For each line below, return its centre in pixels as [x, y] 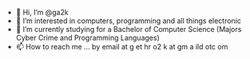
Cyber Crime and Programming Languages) [87, 37]
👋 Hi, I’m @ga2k [42, 12]
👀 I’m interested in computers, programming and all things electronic [129, 21]
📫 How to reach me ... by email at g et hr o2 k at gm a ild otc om [122, 47]
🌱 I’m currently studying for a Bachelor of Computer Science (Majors [129, 29]
